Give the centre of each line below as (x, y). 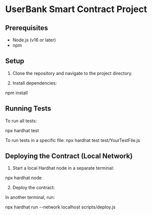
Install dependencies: (35, 83)
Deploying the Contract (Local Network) (69, 156)
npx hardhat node (23, 178)
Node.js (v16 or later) (34, 40)
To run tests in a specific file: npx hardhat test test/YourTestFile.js (73, 140)
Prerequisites (27, 28)
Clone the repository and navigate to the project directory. (72, 73)
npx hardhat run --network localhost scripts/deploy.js (60, 207)
